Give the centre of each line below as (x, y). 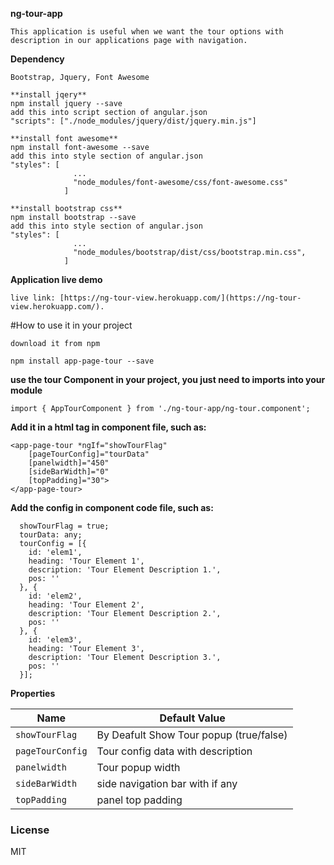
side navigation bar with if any (167, 783)
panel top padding (139, 800)
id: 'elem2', (55, 596)
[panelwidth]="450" (69, 463)
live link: (33, 298)
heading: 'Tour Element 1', (86, 561)
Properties (33, 693)
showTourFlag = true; (64, 526)
